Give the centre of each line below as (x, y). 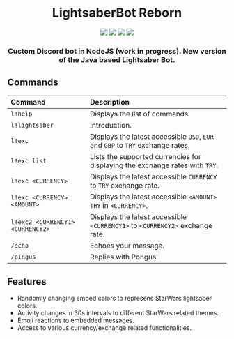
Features (27, 281)
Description (110, 102)
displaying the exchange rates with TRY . (154, 165)
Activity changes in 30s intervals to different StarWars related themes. (118, 313)
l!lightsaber (32, 125)
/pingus (23, 257)
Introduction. (111, 125)
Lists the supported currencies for (146, 156)
